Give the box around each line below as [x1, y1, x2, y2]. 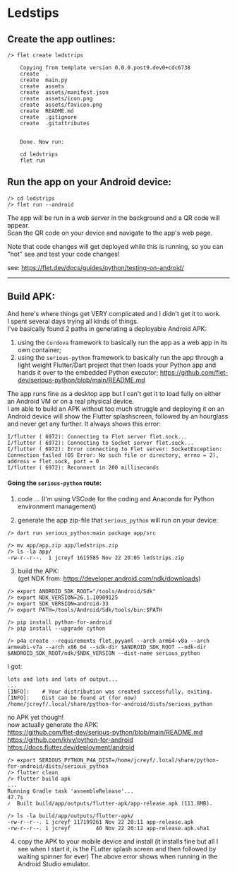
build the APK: [17, 566, 59, 575]
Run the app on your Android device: [7, 176, 171, 188]
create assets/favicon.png [20, 101, 102, 108]
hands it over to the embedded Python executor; [17, 368, 159, 376]
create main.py [20, 76, 68, 83]
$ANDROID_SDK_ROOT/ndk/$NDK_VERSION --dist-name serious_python [7, 649, 200, 657]
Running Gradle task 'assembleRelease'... [7, 787, 134, 795]
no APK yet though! [7, 713, 64, 721]
